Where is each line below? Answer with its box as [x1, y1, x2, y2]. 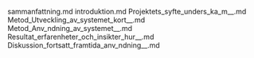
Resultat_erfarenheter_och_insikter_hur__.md [7, 32, 154, 41]
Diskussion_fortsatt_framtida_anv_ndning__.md [7, 41, 160, 50]
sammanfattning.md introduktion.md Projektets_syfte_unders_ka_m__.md [7, 7, 247, 16]
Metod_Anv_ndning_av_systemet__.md [7, 24, 133, 33]
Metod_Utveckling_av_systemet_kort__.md [7, 15, 146, 25]
